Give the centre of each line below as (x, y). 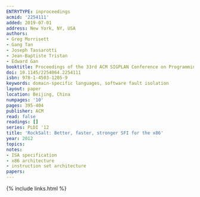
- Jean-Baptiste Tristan (37, 56)
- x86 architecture (30, 161)
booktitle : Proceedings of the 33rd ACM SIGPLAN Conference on (86, 67)
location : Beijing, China (38, 94)
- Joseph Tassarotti (32, 50)
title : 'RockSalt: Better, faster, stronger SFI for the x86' (85, 133)
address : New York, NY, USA (41, 28)
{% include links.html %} (36, 188)
